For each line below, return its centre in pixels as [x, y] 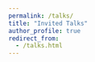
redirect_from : [34, 38]
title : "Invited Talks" [48, 23]
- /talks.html [39, 46]
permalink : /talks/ [41, 16]
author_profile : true [45, 31]
